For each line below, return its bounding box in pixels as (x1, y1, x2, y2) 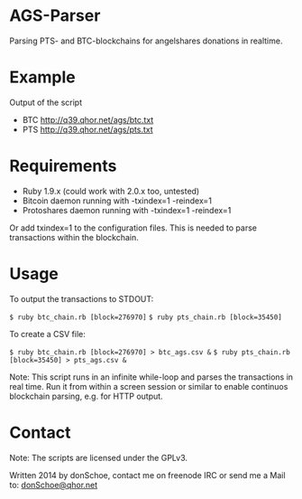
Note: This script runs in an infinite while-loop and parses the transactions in (9, 372, 294, 382)
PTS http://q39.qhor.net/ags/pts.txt (22, 124, 153, 135)
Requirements (9, 155, 117, 176)
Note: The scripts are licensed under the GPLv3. (9, 452, 188, 463)
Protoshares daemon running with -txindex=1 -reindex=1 (22, 204, 232, 215)
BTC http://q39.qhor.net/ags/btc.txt (22, 114, 154, 125)
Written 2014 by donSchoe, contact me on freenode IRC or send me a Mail (9, 469, 286, 480)
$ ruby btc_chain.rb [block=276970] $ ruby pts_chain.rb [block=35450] (9, 313, 282, 322)
